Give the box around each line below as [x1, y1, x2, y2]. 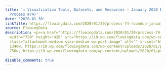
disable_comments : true [5, 58, 54, 63]
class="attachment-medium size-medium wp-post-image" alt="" [9, 39, 138, 44]
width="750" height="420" [9, 35, 63, 40]
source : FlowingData [5, 26, 48, 31]
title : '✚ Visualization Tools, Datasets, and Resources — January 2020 [5, 7, 158, 12]
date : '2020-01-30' [5, 16, 45, 21]
